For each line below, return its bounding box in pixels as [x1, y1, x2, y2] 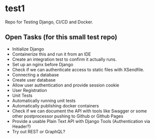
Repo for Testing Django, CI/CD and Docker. [5, 19, 93, 25]
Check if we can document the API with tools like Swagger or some [12, 108, 147, 114]
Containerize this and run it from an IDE [12, 51, 91, 57]
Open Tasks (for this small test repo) [5, 33, 118, 41]
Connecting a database [12, 71, 59, 78]
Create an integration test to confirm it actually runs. [12, 56, 117, 62]
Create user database [12, 77, 56, 83]
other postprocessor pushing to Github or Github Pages [12, 113, 123, 119]
